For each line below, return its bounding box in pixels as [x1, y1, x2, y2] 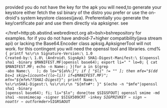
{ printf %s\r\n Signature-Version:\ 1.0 [5, 51, 93, 56]
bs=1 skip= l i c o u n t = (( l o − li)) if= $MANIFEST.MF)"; [5, 73, 108, 78]
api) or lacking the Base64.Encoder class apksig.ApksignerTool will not [5, 40, 151, 46]
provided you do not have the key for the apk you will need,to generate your [5, 4, 161, 10]
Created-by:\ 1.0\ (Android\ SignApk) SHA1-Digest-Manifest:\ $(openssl [5, 55, 160, 60]
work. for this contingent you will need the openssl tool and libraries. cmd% [5, 46, 161, 51]
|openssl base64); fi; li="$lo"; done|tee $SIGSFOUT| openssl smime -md [5, 90, 160, 95]
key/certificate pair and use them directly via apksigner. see [5, 20, 128, 26]
